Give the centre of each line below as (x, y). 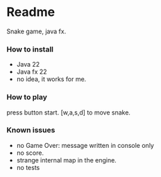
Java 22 (28, 65)
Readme (31, 12)
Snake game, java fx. (36, 31)
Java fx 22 (32, 72)
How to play (27, 97)
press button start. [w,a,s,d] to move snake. (69, 112)
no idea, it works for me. (51, 79)
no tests (28, 167)
